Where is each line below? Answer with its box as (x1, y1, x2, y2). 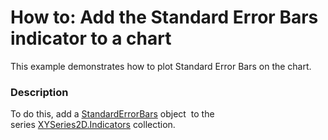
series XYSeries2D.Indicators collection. (10, 119, 176, 131)
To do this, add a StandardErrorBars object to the (10, 108, 215, 120)
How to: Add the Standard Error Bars (10, 6, 319, 29)
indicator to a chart (10, 27, 172, 50)
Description (10, 85, 69, 99)
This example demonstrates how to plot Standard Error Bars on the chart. (10, 60, 312, 72)
